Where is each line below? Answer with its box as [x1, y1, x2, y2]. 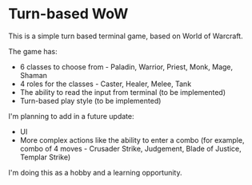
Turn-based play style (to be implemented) [19, 96, 162, 105]
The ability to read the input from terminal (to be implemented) [19, 87, 226, 96]
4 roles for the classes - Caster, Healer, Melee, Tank [19, 79, 192, 89]
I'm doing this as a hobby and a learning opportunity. [8, 167, 182, 177]
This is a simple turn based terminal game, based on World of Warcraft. [8, 31, 243, 41]
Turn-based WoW [8, 5, 129, 23]
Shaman [19, 70, 48, 80]
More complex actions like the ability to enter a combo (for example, [19, 135, 245, 144]
